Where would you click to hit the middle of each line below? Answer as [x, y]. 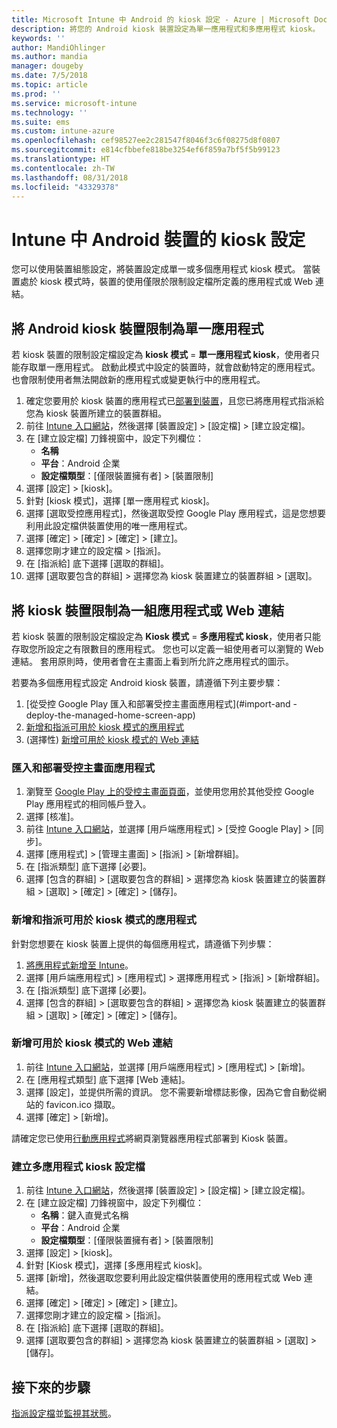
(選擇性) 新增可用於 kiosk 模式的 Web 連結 [112, 739]
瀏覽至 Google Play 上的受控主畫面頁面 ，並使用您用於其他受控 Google [170, 792]
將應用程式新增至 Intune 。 [79, 965]
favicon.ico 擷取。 [83, 1104]
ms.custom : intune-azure [63, 131]
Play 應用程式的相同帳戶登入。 [88, 804]
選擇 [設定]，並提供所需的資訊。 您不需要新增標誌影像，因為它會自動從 [171, 1092]
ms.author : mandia [49, 57]
